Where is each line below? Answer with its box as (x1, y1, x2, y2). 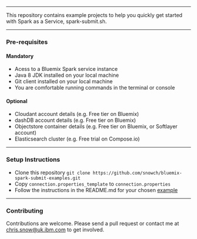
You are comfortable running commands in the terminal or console (14, 84, 175, 91)
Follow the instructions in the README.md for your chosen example (14, 186, 178, 193)
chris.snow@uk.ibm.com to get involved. (6, 226, 104, 233)
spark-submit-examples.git (14, 175, 81, 181)
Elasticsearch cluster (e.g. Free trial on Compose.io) (14, 135, 140, 142)
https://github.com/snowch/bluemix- (93, 170, 182, 176)
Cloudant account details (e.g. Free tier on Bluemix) (14, 111, 140, 118)
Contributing (6, 206, 43, 214)
